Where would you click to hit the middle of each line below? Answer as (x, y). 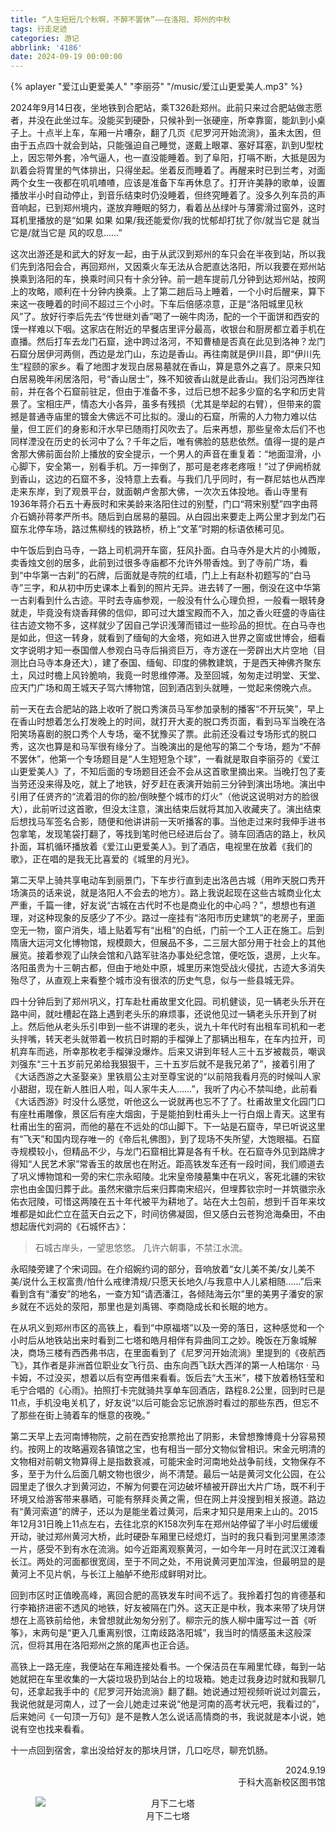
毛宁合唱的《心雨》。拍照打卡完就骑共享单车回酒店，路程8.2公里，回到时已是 (168, 1390)
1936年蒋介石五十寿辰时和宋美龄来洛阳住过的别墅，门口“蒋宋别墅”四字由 (160, 504)
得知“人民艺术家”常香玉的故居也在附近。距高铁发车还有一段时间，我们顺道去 (167, 1164)
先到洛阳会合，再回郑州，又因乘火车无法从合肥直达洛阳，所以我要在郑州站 (172, 267)
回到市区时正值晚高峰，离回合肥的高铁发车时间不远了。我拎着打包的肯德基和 (168, 1595)
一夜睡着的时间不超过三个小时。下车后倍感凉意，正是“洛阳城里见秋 (165, 304)
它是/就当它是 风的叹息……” (66, 233)
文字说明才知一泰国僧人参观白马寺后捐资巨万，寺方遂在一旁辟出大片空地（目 (168, 650)
